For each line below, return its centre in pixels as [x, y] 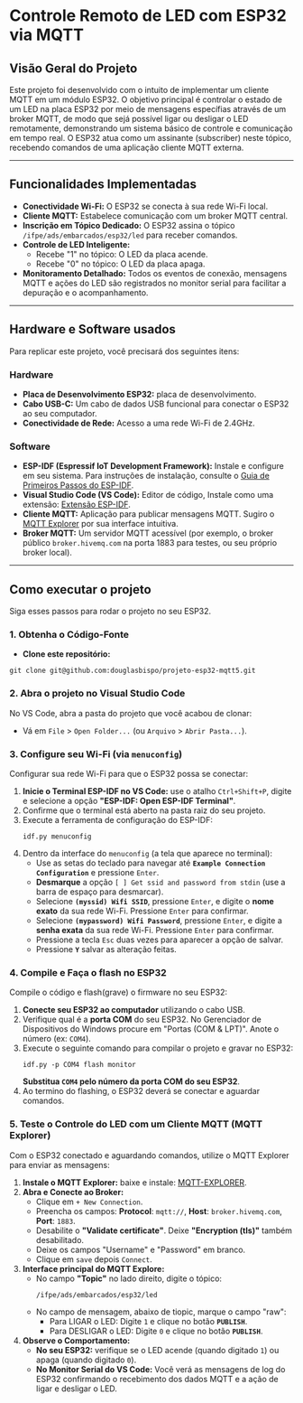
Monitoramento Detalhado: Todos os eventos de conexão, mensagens [155, 273]
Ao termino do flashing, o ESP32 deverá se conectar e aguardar [141, 1091]
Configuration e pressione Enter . [97, 872]
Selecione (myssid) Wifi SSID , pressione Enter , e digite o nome [155, 901]
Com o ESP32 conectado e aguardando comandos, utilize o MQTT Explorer [150, 1155]
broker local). [47, 553]
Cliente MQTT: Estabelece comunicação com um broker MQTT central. [155, 215]
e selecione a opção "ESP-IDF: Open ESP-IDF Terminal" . [129, 800]
